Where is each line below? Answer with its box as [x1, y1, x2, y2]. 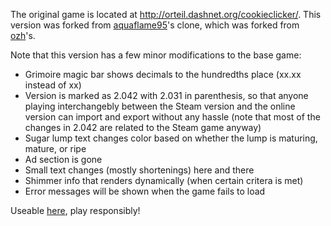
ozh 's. [10, 30, 36, 41]
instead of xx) [24, 79, 82, 91]
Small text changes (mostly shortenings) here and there [24, 164, 255, 176]
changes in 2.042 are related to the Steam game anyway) [24, 122, 262, 133]
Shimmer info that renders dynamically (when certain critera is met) [24, 175, 304, 186]
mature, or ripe [24, 143, 87, 154]
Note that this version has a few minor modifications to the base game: [10, 49, 302, 61]
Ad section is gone [24, 154, 103, 165]
